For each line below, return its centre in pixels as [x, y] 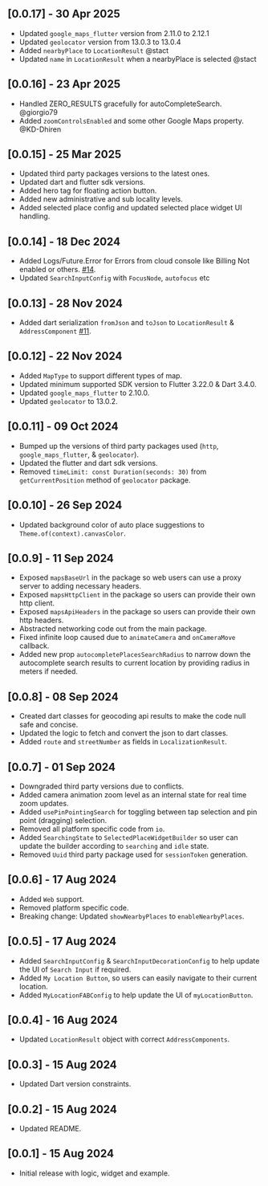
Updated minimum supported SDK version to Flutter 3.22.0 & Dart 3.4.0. [138, 384]
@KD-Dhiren [40, 129]
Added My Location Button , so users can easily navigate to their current [138, 978]
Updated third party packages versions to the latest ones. [114, 173]
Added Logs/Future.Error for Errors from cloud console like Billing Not [134, 261]
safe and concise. [49, 725]
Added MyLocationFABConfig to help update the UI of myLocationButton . [136, 995]
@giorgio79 [38, 112]
